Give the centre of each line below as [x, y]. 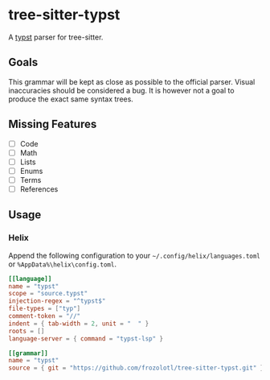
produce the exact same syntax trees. [71, 99]
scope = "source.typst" [48, 294]
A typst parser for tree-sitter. [56, 37]
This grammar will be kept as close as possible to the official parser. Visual [132, 81]
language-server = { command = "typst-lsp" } [86, 339]
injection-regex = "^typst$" [57, 301]
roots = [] [27, 331]
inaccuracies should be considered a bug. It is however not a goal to [121, 90]
